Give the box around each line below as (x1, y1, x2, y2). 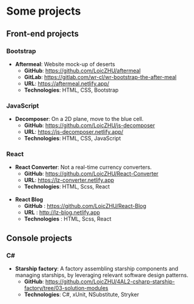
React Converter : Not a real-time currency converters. (15, 164, 152, 171)
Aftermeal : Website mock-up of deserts (15, 60, 115, 67)
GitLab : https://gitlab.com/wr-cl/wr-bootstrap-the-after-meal (24, 73, 177, 80)
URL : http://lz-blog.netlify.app (24, 209, 100, 216)
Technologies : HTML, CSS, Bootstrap (24, 86, 119, 94)
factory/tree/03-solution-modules (24, 285, 109, 292)
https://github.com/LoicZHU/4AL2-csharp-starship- (45, 278, 175, 285)
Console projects (6, 233, 73, 243)
